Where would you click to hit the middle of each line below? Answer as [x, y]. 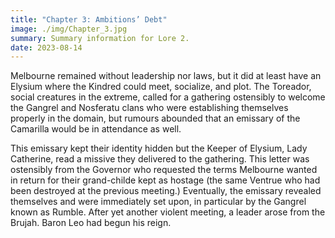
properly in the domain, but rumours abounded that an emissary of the [155, 118]
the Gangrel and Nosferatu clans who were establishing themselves [149, 108]
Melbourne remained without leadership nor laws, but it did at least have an [166, 76]
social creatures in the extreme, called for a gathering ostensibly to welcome [168, 97]
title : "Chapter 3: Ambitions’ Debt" [89, 19]
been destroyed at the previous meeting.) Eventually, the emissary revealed [166, 191]
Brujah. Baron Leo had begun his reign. [91, 223]
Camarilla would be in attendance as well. [96, 129]
